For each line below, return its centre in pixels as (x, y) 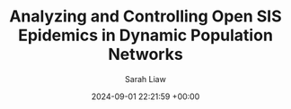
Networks (145, 54)
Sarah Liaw (145, 79)
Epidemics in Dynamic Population (145, 35)
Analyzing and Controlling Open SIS (145, 17)
